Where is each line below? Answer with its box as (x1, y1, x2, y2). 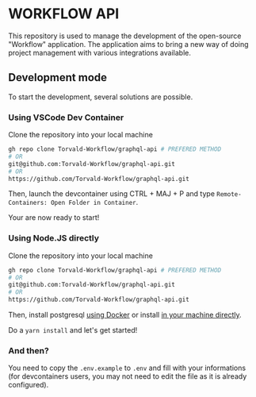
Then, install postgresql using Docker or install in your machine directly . (8, 310, 242, 320)
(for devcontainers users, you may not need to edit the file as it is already (8, 372, 247, 381)
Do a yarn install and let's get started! (8, 326, 138, 335)
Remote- (216, 191, 242, 198)
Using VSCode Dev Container (8, 112, 124, 123)
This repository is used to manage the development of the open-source (8, 31, 242, 40)
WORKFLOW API (8, 5, 120, 23)
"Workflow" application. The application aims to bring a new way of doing (8, 39, 249, 48)
